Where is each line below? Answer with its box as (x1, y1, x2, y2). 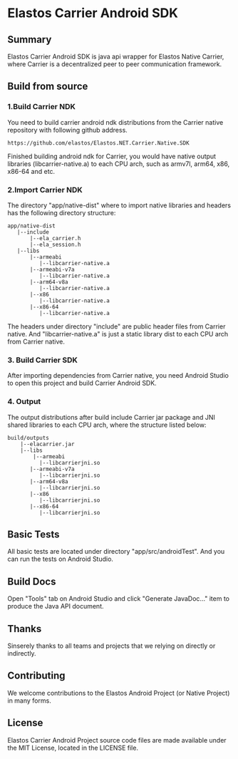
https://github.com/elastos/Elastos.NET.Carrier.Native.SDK (7, 139, 190, 147)
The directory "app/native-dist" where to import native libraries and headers (7, 201, 232, 210)
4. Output (7, 397, 41, 407)
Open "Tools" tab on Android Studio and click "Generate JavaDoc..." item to (7, 594, 230, 603)
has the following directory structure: (7, 208, 116, 217)
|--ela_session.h (29, 241, 81, 248)
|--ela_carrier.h (29, 234, 81, 242)
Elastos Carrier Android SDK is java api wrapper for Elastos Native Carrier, (7, 52, 224, 61)
